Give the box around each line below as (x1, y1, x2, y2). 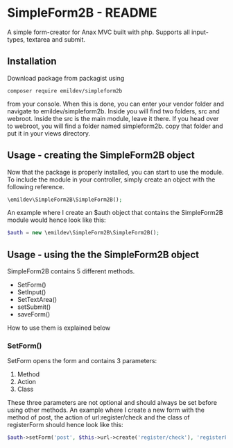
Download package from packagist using (7, 74, 125, 82)
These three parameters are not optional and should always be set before (7, 399, 217, 407)
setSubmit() (17, 303, 51, 311)
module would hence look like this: (7, 216, 106, 224)
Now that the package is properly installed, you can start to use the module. (7, 168, 224, 176)
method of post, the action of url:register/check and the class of (7, 413, 190, 422)
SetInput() (17, 288, 46, 296)
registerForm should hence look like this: (7, 421, 123, 429)
